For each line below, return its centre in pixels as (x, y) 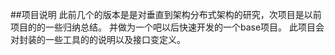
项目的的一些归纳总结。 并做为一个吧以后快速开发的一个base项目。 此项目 (163, 27)
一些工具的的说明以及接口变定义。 (115, 39)
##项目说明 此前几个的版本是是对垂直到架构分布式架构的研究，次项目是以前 (166, 14)
